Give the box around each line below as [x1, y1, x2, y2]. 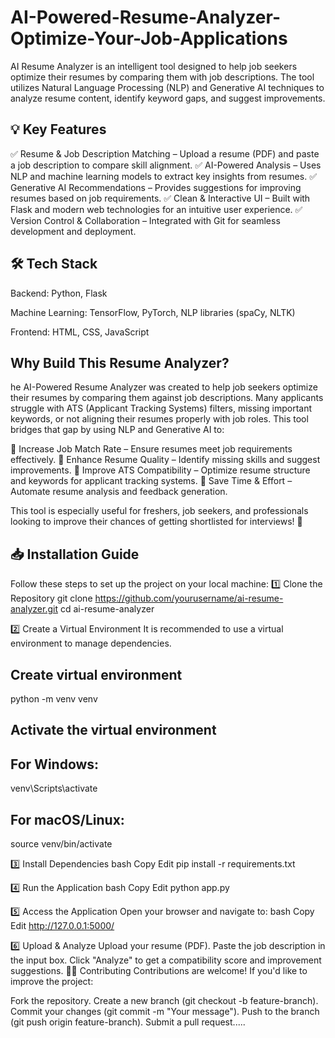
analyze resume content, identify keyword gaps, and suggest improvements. [10, 92, 326, 104]
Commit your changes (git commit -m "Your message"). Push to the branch [10, 1006, 320, 1018]
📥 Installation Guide [10, 546, 140, 563]
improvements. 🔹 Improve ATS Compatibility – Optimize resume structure [10, 464, 311, 476]
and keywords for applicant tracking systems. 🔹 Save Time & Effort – [10, 475, 293, 487]
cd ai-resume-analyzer [59, 603, 155, 615]
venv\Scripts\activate [10, 782, 98, 795]
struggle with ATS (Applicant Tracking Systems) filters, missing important [10, 402, 313, 415]
